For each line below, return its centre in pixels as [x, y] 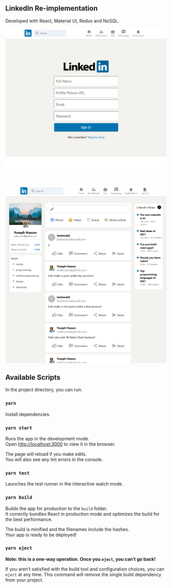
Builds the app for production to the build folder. [57, 508]
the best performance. [29, 519]
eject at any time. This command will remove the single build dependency [83, 574]
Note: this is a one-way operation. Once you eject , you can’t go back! [81, 559]
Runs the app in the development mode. [47, 438]
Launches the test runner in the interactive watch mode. [64, 484]
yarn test [17, 473]
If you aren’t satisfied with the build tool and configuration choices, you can [85, 569]
